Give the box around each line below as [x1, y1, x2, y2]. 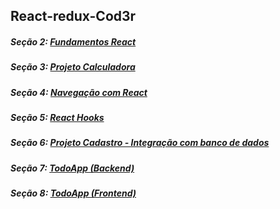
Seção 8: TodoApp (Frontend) [10, 187, 137, 199]
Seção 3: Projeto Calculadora [10, 61, 136, 73]
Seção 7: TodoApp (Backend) [10, 162, 135, 174]
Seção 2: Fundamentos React [10, 35, 137, 48]
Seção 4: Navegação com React [10, 86, 148, 98]
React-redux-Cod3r [10, 8, 137, 25]
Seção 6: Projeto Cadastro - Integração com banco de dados [10, 137, 270, 149]
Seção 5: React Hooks [10, 112, 105, 124]
